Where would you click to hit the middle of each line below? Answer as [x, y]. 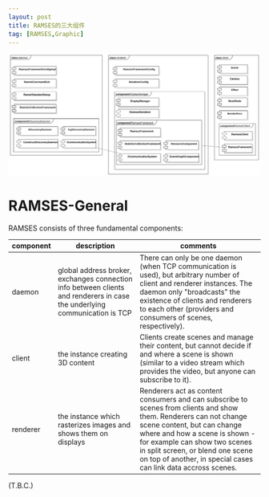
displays [71, 442]
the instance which [88, 417]
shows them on [83, 434]
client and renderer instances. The [196, 283]
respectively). [163, 326]
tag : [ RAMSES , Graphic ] [46, 34]
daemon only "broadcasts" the [190, 291]
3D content [76, 362]
